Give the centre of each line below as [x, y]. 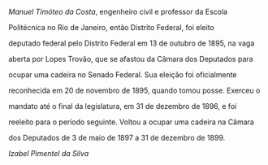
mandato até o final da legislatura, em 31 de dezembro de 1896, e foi [123, 106]
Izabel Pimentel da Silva [49, 153]
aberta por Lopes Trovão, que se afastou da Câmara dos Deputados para [131, 59]
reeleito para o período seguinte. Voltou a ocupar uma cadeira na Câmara [131, 122]
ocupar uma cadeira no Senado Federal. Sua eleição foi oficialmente [123, 75]
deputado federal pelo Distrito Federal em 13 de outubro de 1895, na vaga [132, 43]
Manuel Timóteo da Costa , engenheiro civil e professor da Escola [118, 12]
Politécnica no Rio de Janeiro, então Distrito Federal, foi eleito [112, 27]
